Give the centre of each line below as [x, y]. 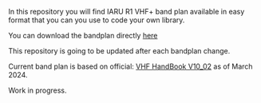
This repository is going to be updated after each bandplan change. [119, 51]
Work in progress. [38, 90]
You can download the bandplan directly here [83, 36]
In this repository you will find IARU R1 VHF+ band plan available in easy [127, 12]
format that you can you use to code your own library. [97, 20]
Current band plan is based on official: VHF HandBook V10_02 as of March [130, 66]
